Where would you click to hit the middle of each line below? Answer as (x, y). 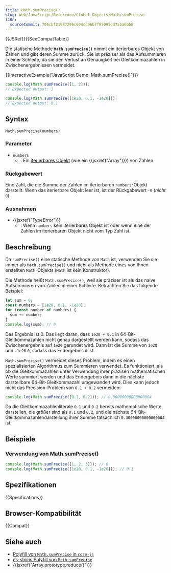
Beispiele (20, 439)
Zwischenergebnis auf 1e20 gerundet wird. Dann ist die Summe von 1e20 (81, 345)
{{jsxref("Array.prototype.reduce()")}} (52, 565)
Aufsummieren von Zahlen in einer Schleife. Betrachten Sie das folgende (82, 286)
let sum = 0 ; (19, 301)
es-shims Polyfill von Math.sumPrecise (53, 560)
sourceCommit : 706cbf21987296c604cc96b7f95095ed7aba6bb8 (72, 24)
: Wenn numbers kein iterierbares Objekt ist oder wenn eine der (86, 225)
